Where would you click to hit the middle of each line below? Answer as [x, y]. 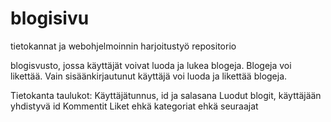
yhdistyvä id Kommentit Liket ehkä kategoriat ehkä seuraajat [134, 106]
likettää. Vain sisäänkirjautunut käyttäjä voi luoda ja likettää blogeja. [149, 76]
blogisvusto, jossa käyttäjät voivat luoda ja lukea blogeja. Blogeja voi [151, 65]
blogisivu [50, 18]
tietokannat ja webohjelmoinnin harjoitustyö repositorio [123, 46]
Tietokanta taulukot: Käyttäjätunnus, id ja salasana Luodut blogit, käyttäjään [166, 95]
